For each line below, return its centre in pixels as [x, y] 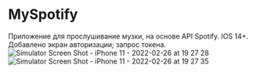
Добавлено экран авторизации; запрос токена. [87, 44]
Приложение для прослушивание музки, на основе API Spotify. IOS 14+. [128, 36]
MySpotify [43, 15]
